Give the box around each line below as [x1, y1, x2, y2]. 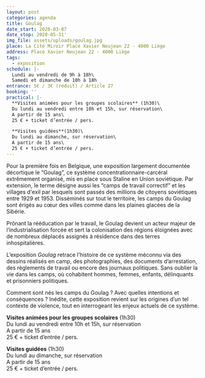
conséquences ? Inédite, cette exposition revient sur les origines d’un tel [6, 295, 188, 303]
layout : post [6, 9, 40, 15]
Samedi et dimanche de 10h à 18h [12, 77, 97, 83]
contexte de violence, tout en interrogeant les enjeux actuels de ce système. [6, 301, 199, 309]
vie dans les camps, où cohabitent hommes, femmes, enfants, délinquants [6, 270, 194, 278]
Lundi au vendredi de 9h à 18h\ [12, 72, 95, 78]
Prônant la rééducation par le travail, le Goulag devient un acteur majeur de [6, 219, 196, 227]
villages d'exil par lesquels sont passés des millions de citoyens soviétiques [6, 188, 197, 195]
